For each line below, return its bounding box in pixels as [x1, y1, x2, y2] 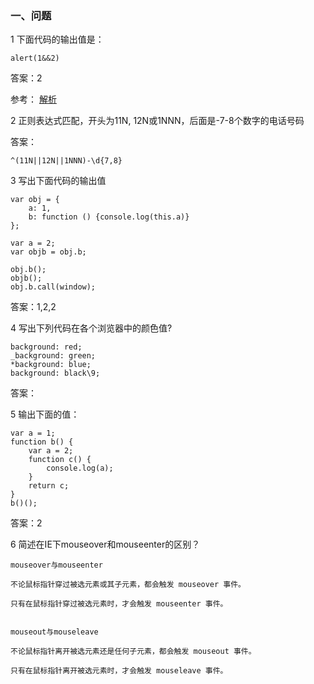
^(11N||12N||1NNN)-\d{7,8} [10, 156, 123, 166]
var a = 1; [10, 428, 56, 439]
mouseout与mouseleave [10, 627, 99, 637]
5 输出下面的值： [10, 408, 80, 421]
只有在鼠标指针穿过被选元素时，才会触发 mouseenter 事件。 [10, 599, 228, 609]
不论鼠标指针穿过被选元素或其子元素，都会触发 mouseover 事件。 [10, 580, 247, 590]
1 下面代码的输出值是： [10, 33, 105, 46]
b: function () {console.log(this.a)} [28, 212, 190, 222]
